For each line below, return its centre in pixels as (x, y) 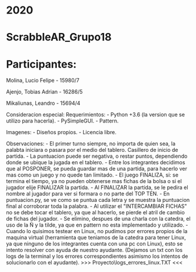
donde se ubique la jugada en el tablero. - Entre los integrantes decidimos (96, 162)
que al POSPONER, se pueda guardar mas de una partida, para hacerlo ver (97, 169)
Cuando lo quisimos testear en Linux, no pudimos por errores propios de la (97, 231)
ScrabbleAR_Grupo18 (59, 37)
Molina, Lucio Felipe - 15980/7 (43, 81)
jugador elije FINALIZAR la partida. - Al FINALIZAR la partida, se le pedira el (97, 188)
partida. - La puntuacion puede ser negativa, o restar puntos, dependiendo (97, 156)
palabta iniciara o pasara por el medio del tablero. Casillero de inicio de (92, 150)
